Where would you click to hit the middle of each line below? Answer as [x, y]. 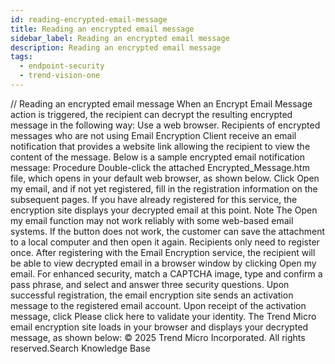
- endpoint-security [62, 66]
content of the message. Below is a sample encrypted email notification [157, 157]
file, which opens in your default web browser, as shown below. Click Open [165, 178]
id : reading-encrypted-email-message [89, 19]
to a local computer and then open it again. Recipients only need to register [165, 242]
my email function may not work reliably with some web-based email [152, 220]
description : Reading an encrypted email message [116, 47]
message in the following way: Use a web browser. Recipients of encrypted [165, 125]
